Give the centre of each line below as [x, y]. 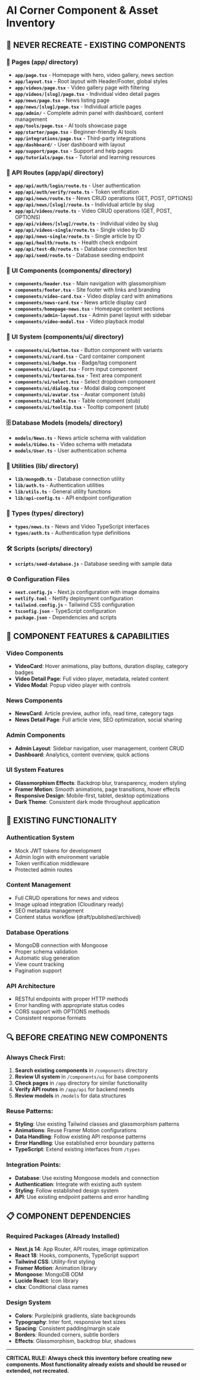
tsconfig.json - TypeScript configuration [65, 611]
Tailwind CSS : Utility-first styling [55, 1262]
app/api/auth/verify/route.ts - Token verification [77, 192]
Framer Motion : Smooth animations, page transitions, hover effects [97, 789]
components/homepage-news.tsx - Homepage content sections [90, 309]
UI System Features [35, 770]
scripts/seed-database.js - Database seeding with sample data [93, 563]
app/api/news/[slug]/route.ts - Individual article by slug [85, 205]
